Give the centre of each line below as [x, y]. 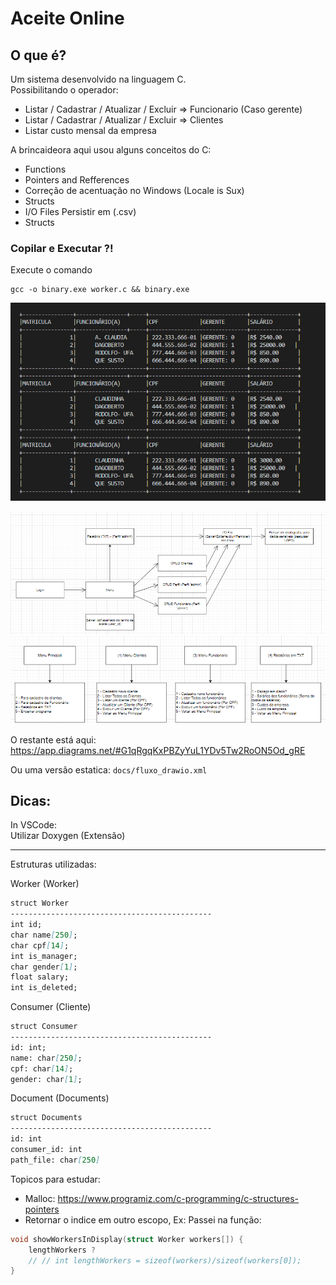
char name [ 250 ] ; [44, 935]
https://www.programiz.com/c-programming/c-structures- [178, 1198]
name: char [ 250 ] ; [46, 1058]
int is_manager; [44, 956]
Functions [45, 169]
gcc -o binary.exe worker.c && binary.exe [100, 290]
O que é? [38, 55]
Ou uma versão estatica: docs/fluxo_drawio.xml [109, 769]
